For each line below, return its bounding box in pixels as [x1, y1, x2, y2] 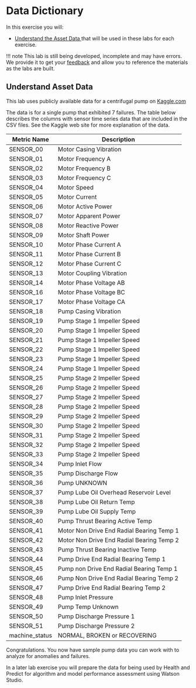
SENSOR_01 [9, 154, 43, 162]
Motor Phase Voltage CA [57, 297, 126, 306]
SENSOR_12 [9, 259, 43, 267]
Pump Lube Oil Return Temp [57, 497, 135, 506]
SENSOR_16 [9, 288, 43, 296]
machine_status [9, 631, 53, 639]
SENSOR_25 [9, 374, 43, 382]
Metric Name [12, 135, 49, 143]
